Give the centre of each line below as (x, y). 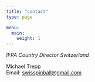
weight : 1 (29, 39)
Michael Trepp (23, 66)
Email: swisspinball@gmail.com (44, 73)
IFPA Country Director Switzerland (48, 55)
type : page (19, 17)
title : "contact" (27, 11)
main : (18, 33)
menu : (13, 28)
